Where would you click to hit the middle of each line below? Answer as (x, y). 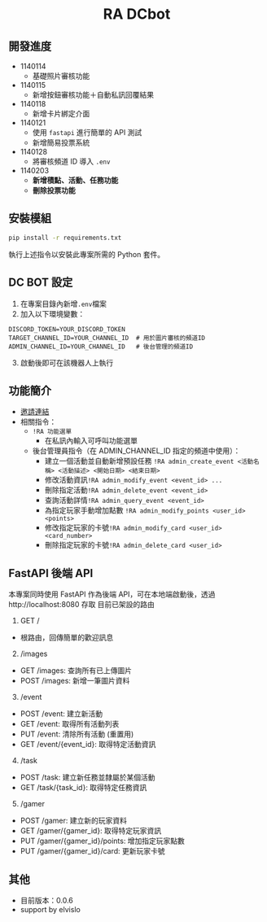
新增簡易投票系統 (61, 142)
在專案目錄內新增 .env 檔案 (63, 304)
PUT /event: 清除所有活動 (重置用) (77, 734)
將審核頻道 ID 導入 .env (71, 161)
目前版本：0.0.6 (46, 900)
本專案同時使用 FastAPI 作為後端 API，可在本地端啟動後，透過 (112, 594)
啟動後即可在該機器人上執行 (67, 362)
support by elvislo (50, 909)
